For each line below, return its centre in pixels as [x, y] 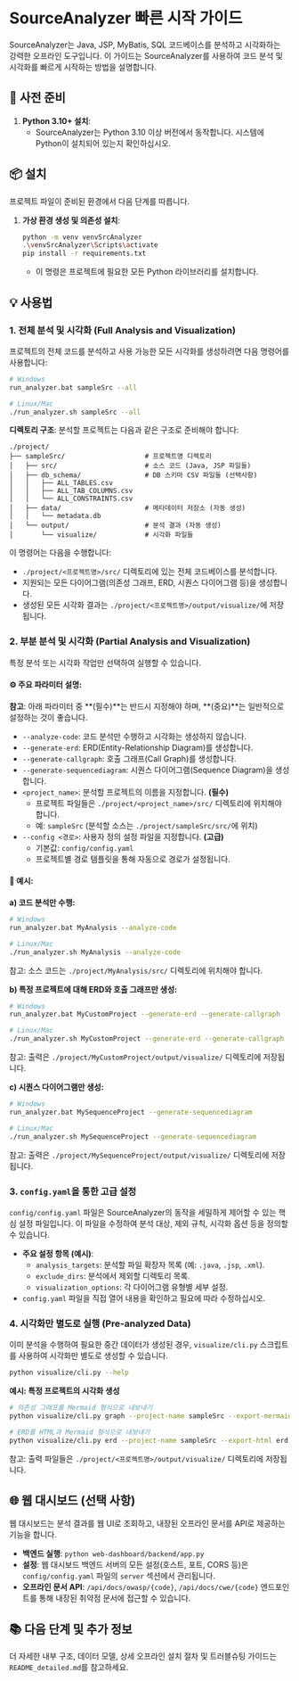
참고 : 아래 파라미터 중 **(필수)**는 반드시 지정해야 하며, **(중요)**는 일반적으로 [147, 706]
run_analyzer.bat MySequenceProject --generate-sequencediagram [131, 1112]
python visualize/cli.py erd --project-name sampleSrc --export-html [141, 1440]
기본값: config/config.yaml [85, 847]
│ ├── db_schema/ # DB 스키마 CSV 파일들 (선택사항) [133, 475]
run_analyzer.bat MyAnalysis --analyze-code [93, 927]
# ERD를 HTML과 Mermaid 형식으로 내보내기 [80, 1432]
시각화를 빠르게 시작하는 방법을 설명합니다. [83, 67]
